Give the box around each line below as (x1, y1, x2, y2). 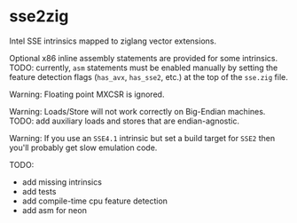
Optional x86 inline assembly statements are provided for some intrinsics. (9, 52, 277, 63)
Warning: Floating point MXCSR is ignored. (9, 89, 165, 100)
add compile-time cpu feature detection (21, 195, 168, 206)
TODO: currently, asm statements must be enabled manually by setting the (9, 62, 278, 73)
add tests (21, 186, 57, 196)
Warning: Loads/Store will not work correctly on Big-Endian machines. (9, 106, 266, 116)
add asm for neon (21, 204, 87, 215)
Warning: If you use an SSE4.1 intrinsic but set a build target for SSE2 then (9, 132, 276, 143)
